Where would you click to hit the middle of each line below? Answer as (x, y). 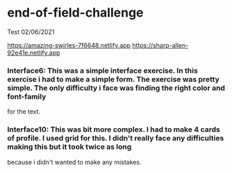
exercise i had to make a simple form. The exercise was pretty (114, 79)
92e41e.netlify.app (34, 53)
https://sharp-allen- (160, 45)
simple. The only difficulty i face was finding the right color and (116, 88)
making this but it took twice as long (69, 147)
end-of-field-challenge (75, 13)
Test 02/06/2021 (31, 32)
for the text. (24, 111)
